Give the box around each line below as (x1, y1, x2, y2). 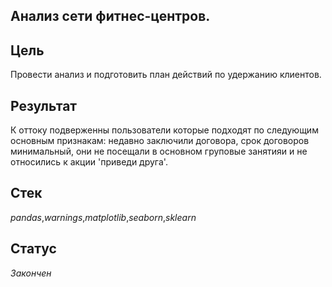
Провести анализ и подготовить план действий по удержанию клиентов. (10, 69, 322, 81)
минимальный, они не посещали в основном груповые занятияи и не (10, 145, 308, 158)
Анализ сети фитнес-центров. (10, 8, 211, 25)
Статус (10, 240, 57, 258)
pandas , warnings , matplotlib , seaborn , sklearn (10, 211, 197, 223)
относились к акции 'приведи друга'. (10, 156, 168, 168)
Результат (10, 97, 78, 114)
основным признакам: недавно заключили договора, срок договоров (10, 135, 310, 147)
